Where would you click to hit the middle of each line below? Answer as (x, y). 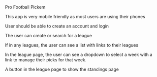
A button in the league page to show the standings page (62, 69)
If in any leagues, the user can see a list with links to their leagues (72, 45)
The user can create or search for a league (48, 36)
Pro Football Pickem (25, 7)
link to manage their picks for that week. (46, 60)
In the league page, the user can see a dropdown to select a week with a (79, 54)
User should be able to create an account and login (57, 26)
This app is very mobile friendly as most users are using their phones (75, 16)
